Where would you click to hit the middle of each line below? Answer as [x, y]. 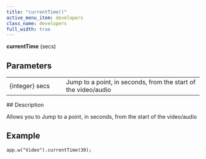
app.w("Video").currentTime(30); [49, 150]
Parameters [29, 66]
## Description [25, 105]
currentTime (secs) [31, 46]
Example [23, 136]
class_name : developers [37, 23]
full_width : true [29, 29]
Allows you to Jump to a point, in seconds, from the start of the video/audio [102, 117]
